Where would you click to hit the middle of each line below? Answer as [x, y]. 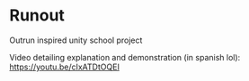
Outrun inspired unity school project [76, 40]
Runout [37, 16]
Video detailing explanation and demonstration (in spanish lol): [125, 57]
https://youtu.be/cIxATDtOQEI [64, 67]
